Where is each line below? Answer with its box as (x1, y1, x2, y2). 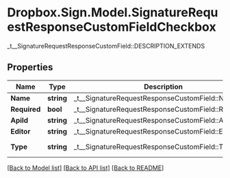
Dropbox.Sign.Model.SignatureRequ (7, 5, 218, 20)
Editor (10, 126, 31, 136)
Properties (7, 61, 53, 73)
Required (10, 104, 41, 114)
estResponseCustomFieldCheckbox (7, 19, 217, 35)
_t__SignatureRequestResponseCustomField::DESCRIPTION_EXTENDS (7, 42, 205, 50)
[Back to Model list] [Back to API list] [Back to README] (7, 164, 164, 172)
